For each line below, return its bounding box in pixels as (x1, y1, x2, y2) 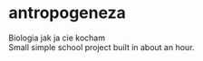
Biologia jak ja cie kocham (8, 32, 106, 43)
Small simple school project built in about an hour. (8, 41, 195, 52)
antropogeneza (8, 3, 126, 23)
